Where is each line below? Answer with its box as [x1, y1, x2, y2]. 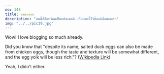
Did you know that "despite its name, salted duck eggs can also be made [5, 44, 153, 49]
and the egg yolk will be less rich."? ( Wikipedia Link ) [5, 54, 111, 60]
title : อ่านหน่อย [5, 12, 34, 17]
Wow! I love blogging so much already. [5, 34, 84, 40]
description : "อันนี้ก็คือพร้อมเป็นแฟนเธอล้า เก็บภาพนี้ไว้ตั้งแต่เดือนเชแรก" [5, 16, 119, 21]
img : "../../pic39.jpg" [5, 21, 54, 26]
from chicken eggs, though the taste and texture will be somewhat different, [5, 49, 159, 55]
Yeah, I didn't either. [5, 64, 46, 70]
